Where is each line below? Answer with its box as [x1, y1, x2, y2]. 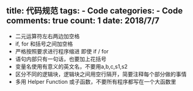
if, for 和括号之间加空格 [15, 40, 73, 47]
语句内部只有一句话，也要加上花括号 [15, 55, 107, 62]
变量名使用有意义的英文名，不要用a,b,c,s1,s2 [15, 62, 128, 70]
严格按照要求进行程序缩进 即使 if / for [15, 47, 109, 55]
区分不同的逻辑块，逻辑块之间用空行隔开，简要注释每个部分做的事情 [15, 70, 187, 78]
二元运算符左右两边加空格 [15, 32, 80, 39]
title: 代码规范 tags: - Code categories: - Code [6, 5, 183, 16]
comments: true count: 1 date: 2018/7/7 [6, 16, 160, 26]
